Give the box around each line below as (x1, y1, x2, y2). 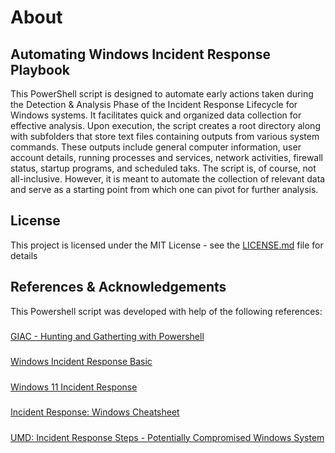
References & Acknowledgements (10, 279, 227, 296)
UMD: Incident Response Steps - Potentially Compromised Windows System (10, 431, 325, 443)
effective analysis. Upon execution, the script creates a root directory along (10, 120, 321, 131)
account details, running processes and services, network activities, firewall (10, 152, 324, 163)
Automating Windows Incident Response (10, 46, 271, 63)
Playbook (10, 61, 71, 78)
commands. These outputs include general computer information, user (10, 141, 302, 153)
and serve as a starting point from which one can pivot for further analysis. (10, 184, 319, 195)
